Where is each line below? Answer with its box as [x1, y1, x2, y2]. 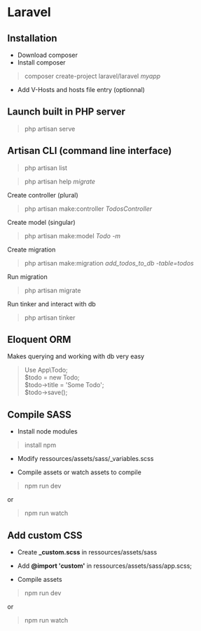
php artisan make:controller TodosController [24, 204, 153, 213]
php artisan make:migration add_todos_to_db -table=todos [24, 259, 194, 267]
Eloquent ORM [7, 334, 71, 346]
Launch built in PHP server [7, 106, 126, 118]
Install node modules [17, 427, 78, 436]
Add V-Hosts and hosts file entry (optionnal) [17, 86, 145, 93]
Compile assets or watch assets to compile [17, 468, 141, 476]
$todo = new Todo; [24, 373, 80, 382]
